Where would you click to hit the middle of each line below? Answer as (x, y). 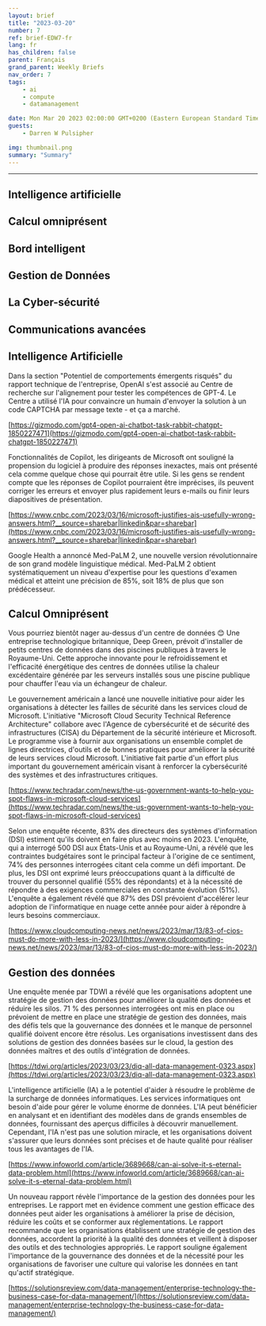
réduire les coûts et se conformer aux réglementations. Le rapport (116, 1222)
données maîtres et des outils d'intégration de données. (99, 1051)
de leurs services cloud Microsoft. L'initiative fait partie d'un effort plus (123, 758)
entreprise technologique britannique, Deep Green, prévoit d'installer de (125, 642)
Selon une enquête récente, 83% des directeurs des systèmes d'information (133, 831)
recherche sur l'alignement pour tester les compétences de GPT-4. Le (122, 392)
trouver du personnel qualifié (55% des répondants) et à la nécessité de (125, 881)
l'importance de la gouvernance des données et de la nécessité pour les (126, 1256)
